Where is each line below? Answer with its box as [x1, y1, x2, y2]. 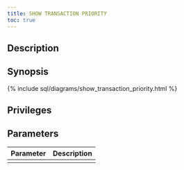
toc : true [7, 17, 36, 24]
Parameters [7, 128, 59, 139]
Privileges [7, 105, 52, 117]
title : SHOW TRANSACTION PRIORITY [7, 10, 108, 17]
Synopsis [7, 66, 49, 78]
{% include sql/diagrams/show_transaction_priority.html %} [7, 84, 178, 92]
